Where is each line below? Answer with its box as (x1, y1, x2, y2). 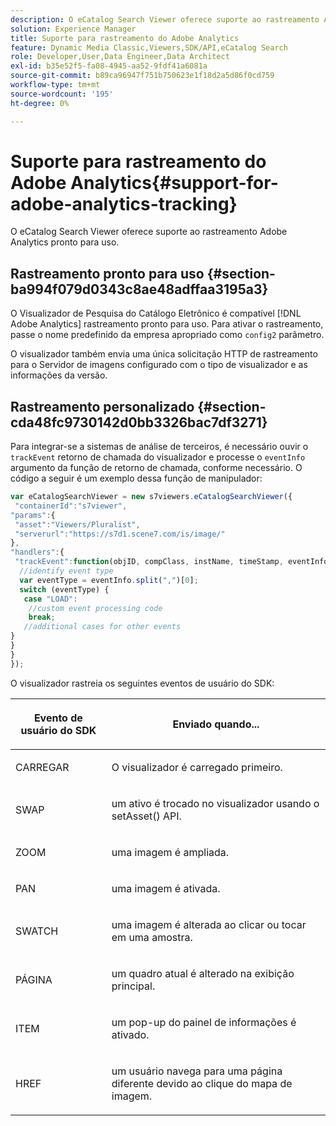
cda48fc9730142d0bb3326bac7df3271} (10, 414, 268, 431)
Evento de (33, 711, 83, 725)
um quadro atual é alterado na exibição (111, 966, 295, 980)
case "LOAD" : (23, 594, 78, 604)
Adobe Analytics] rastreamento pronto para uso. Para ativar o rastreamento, (10, 318, 324, 330)
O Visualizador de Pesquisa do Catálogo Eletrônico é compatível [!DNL (10, 307, 302, 320)
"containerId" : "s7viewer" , (14, 501, 128, 511)
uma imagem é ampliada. (111, 845, 230, 859)
